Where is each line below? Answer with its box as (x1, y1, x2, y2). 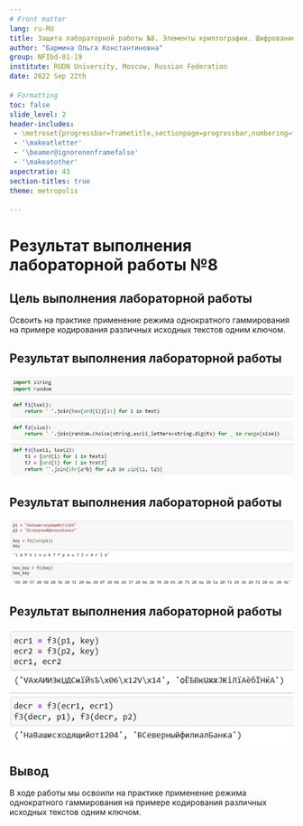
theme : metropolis (9, 186, 78, 195)
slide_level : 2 (9, 109, 67, 119)
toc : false (9, 100, 50, 109)
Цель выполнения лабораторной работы (9, 290, 252, 306)
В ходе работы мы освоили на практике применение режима (9, 787, 247, 799)
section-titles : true (9, 176, 91, 185)
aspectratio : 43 (9, 167, 70, 176)
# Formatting (9, 90, 59, 99)
